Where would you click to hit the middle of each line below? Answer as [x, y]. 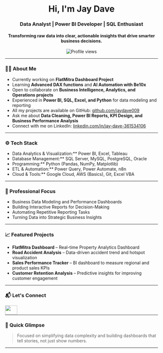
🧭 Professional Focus [30, 191]
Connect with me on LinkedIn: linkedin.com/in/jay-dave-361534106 [79, 126]
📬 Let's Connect [25, 296]
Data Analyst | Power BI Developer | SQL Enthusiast [81, 24]
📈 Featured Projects [30, 235]
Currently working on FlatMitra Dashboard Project [63, 79]
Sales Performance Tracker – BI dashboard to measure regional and [81, 263]
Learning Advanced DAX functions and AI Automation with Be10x [79, 84]
